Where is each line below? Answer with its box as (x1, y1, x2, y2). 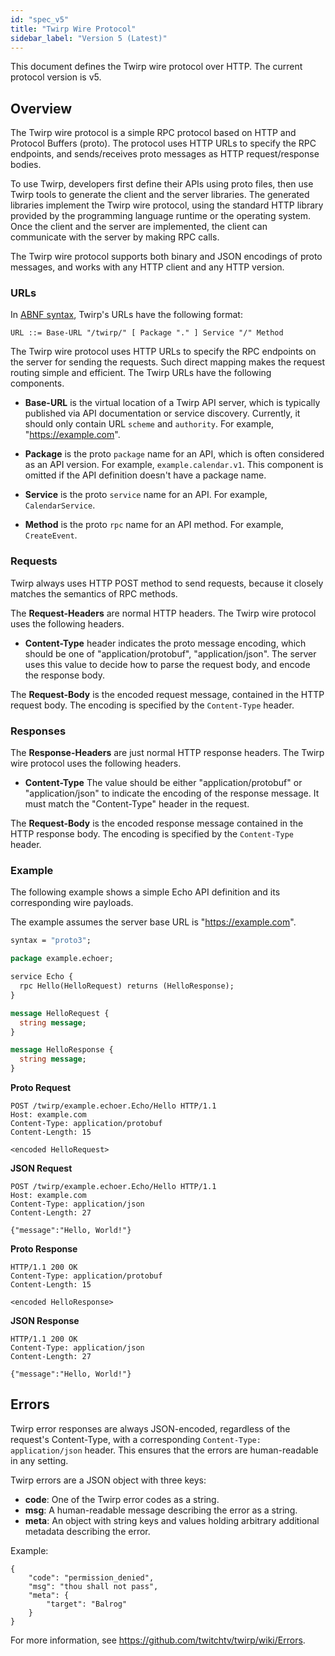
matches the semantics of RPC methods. (10, 587, 178, 600)
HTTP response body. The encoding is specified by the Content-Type (10, 828, 294, 840)
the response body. (24, 669, 105, 681)
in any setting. (10, 1454, 69, 1466)
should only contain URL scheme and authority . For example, (24, 418, 275, 430)
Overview (10, 100, 73, 117)
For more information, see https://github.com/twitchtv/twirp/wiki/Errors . (10, 1634, 306, 1646)
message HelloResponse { (10, 1045, 114, 1055)
